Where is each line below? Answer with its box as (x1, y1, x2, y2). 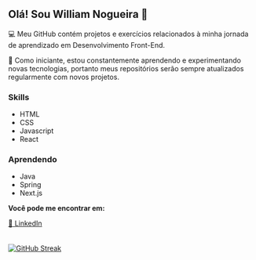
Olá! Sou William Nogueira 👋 (8, 8, 148, 21)
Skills (8, 92, 30, 103)
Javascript (19, 126, 54, 135)
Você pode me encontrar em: (8, 204, 105, 213)
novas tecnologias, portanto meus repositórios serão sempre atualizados (8, 63, 244, 73)
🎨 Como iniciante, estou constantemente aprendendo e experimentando (8, 56, 242, 65)
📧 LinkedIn (8, 218, 42, 228)
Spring (19, 180, 42, 190)
